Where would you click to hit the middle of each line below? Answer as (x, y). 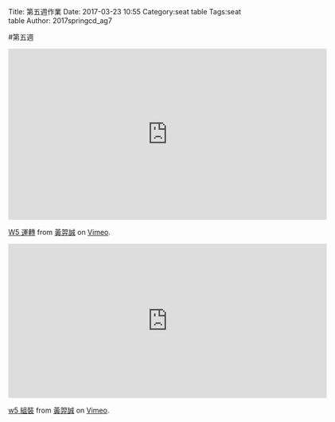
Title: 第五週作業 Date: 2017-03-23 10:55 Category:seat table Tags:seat (125, 12)
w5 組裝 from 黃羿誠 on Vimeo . (59, 410)
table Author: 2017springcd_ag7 (60, 21)
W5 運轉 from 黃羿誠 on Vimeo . (60, 232)
